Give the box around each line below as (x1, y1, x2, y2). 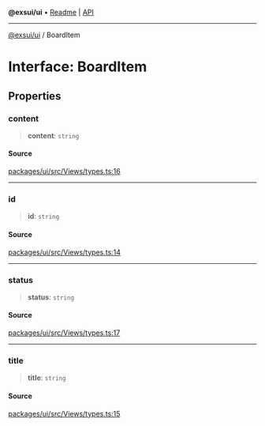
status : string (27, 292, 75, 302)
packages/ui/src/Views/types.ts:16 (8, 167, 121, 176)
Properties (8, 89, 62, 103)
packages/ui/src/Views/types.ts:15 (8, 409, 121, 418)
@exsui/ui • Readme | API (8, 8, 95, 17)
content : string (27, 130, 80, 140)
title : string (27, 373, 66, 383)
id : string (27, 212, 60, 221)
